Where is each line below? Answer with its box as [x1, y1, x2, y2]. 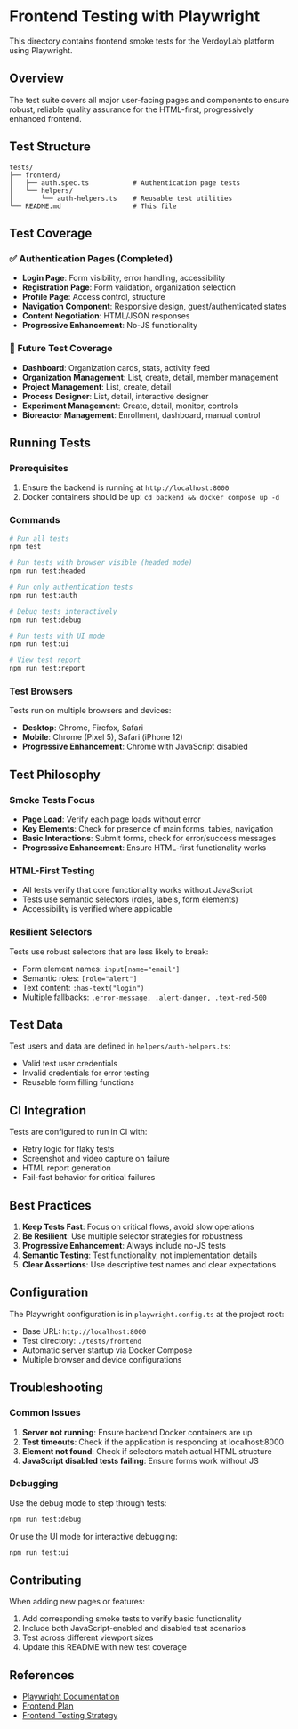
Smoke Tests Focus [9, 793, 96, 806]
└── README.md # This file [9, 202, 177, 211]
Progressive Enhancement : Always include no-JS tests [21, 1241, 227, 1251]
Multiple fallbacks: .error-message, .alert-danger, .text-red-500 [21, 992, 267, 1002]
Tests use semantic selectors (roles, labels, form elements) [21, 894, 238, 905]
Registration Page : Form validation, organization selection [21, 282, 236, 293]
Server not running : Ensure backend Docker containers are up [21, 1427, 253, 1437]
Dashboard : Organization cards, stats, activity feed [21, 362, 211, 373]
